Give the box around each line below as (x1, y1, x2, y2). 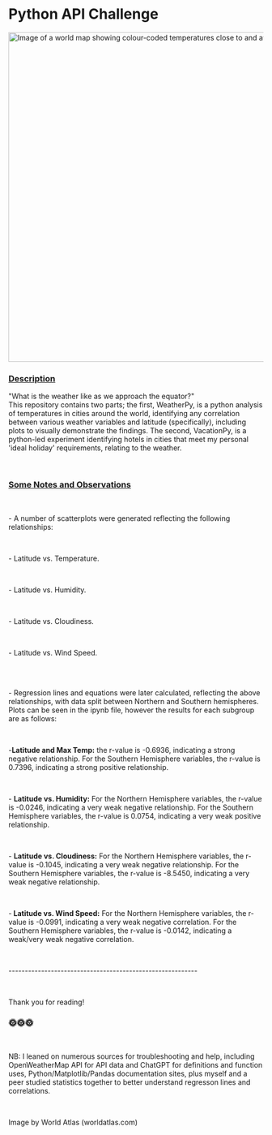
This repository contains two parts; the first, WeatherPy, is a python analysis (8, 400, 263, 410)
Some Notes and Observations (8, 479, 131, 491)
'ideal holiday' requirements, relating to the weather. (8, 443, 182, 453)
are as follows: (8, 713, 57, 723)
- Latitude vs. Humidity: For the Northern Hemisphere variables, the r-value (8, 793, 262, 803)
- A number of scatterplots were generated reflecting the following (8, 513, 231, 523)
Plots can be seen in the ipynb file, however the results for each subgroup (8, 705, 255, 715)
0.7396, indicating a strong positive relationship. (8, 762, 169, 772)
